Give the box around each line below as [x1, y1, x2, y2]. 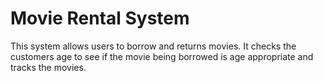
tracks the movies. [10, 61, 87, 73]
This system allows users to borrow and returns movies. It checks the [10, 40, 297, 52]
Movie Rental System [10, 7, 190, 30]
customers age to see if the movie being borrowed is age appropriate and [10, 50, 314, 62]
